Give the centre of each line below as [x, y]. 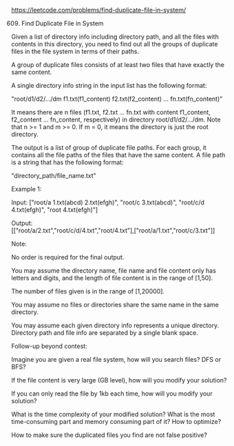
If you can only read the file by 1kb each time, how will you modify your [112, 394]
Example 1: [26, 189]
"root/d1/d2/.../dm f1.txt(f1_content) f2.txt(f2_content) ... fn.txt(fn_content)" [117, 99]
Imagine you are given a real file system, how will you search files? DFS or [116, 359]
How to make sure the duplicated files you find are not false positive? [109, 435]
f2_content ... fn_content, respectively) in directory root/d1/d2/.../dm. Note [116, 119]
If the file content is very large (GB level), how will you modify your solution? [119, 380]
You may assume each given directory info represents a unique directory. [115, 325]
